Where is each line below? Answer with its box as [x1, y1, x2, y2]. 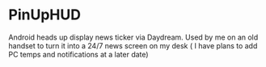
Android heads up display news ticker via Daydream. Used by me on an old [8, 32, 259, 42]
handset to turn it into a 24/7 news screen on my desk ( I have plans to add [8, 40, 258, 50]
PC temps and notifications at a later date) [8, 49, 149, 59]
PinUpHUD [8, 6, 81, 24]
